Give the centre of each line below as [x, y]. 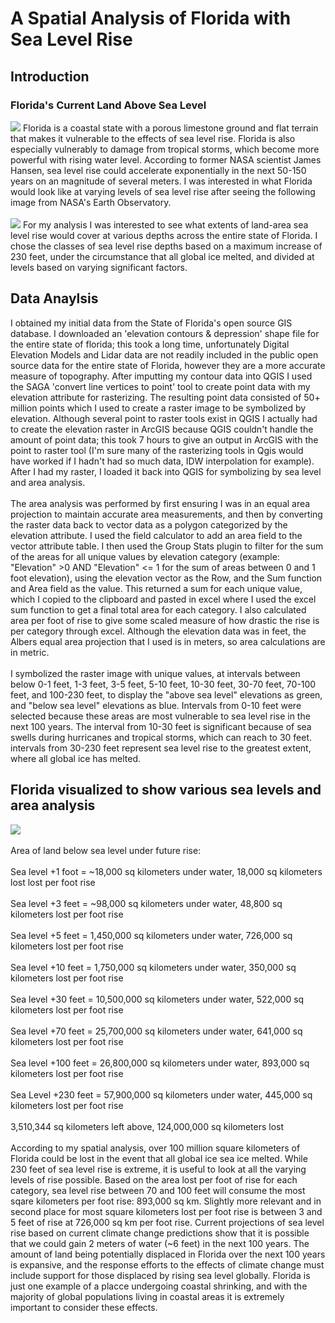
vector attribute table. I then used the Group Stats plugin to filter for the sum [167, 546]
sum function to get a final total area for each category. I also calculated [158, 609]
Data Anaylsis [54, 298]
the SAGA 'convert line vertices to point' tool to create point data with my [160, 386]
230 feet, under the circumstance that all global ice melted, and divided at [162, 256]
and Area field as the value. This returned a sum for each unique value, [156, 588]
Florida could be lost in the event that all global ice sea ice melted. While [159, 1158]
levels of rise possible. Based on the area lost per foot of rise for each [154, 1179]
